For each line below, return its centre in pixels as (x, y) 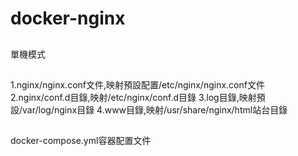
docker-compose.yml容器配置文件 (81, 141)
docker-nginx (68, 18)
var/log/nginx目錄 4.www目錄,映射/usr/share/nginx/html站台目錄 (155, 109)
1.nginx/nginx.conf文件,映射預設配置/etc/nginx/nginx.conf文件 (137, 84)
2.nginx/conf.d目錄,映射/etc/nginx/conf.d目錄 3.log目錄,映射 (133, 97)
